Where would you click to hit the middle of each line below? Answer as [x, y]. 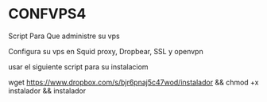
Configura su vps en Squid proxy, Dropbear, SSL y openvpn [106, 51]
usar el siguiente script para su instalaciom [78, 67]
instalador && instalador [47, 90]
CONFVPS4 [47, 14]
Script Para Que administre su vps [64, 36]
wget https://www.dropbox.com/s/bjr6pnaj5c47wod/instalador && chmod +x [133, 82]
